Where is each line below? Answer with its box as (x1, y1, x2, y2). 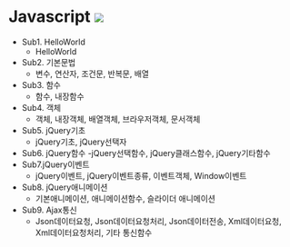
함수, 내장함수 (35, 91, 85, 102)
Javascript (8, 6, 92, 27)
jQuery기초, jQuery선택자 (35, 136, 127, 147)
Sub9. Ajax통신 (21, 204, 78, 215)
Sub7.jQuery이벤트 (21, 159, 90, 170)
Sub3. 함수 (21, 79, 61, 90)
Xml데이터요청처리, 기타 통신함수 (35, 227, 153, 238)
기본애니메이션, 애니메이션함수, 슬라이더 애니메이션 (35, 193, 215, 203)
